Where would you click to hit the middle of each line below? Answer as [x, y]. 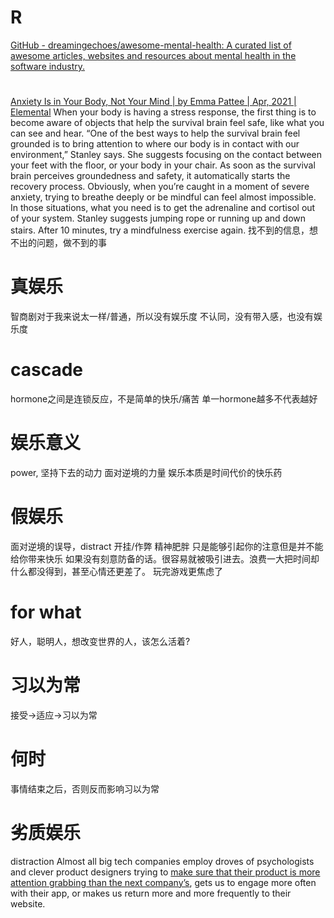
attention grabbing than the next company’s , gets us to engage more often [163, 882]
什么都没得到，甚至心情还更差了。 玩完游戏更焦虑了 [116, 571]
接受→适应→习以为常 [54, 715]
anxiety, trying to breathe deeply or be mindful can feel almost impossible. [163, 197]
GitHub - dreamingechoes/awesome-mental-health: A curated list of [151, 45]
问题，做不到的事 [71, 243]
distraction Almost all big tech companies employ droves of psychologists [162, 861]
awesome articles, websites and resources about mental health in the [153, 55]
